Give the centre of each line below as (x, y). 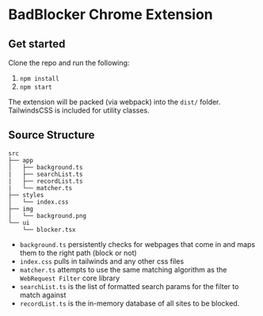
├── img (21, 209)
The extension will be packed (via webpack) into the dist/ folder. (114, 102)
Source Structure (51, 135)
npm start (36, 87)
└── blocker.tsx (50, 230)
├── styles (26, 195)
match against (43, 295)
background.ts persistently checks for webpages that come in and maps (137, 244)
